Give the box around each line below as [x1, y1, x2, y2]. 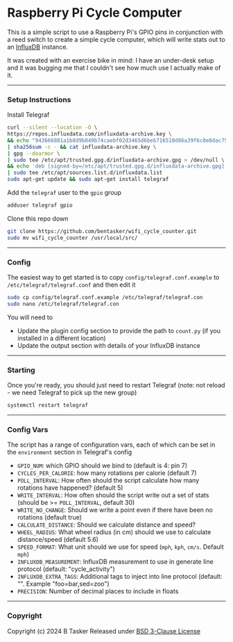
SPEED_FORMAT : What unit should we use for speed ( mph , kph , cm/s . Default [17, 543, 224, 551]
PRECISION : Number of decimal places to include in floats [17, 587, 179, 595]
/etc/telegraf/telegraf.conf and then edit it [7, 280, 136, 289]
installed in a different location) [17, 334, 106, 342]
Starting [7, 365, 36, 375]
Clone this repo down [7, 214, 69, 223]
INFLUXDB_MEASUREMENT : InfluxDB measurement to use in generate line [17, 558, 214, 566]
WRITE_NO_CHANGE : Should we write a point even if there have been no [17, 506, 213, 514]
